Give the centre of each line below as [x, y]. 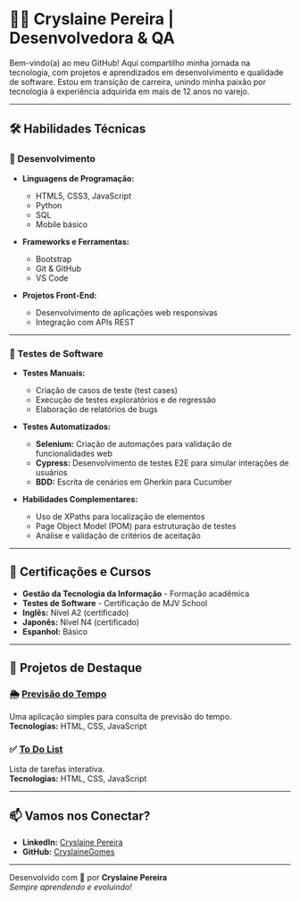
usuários [51, 472]
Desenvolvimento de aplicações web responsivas [126, 312]
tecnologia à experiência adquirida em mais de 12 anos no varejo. [129, 91]
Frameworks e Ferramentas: [75, 241]
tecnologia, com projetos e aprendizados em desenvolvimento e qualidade [146, 72]
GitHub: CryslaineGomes [68, 851]
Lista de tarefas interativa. [57, 769]
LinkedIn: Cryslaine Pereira [72, 842]
